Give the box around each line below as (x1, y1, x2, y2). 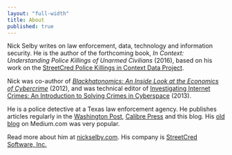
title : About (7, 17, 45, 23)
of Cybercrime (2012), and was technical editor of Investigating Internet (7, 84, 211, 93)
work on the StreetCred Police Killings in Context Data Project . (7, 63, 184, 72)
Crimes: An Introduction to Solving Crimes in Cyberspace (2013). (7, 92, 192, 100)
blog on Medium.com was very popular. (7, 120, 120, 128)
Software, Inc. (7, 141, 47, 149)
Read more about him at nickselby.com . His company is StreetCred (7, 133, 198, 141)
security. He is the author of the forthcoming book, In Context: (7, 49, 184, 57)
